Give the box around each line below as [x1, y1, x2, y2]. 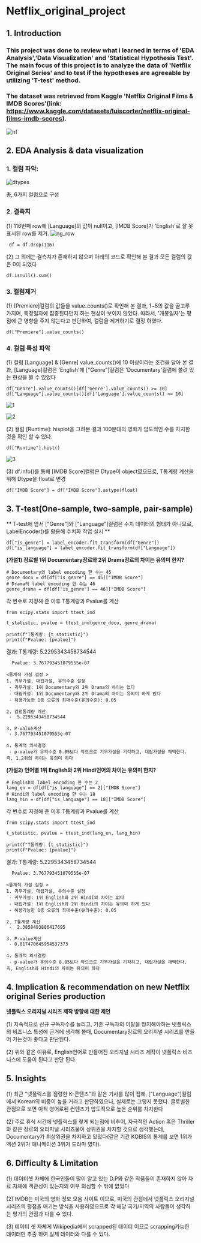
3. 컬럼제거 [6, 287, 37, 296]
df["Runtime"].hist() [6, 445, 61, 451]
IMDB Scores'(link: [6, 100, 62, 108]
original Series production [6, 991, 106, 1001]
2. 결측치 [6, 207, 31, 216]
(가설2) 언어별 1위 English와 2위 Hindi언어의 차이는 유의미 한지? [6, 766, 157, 774]
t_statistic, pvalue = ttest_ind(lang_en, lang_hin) [6, 830, 141, 836]
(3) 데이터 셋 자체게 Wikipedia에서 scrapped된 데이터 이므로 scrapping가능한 [6, 1223, 190, 1230]
